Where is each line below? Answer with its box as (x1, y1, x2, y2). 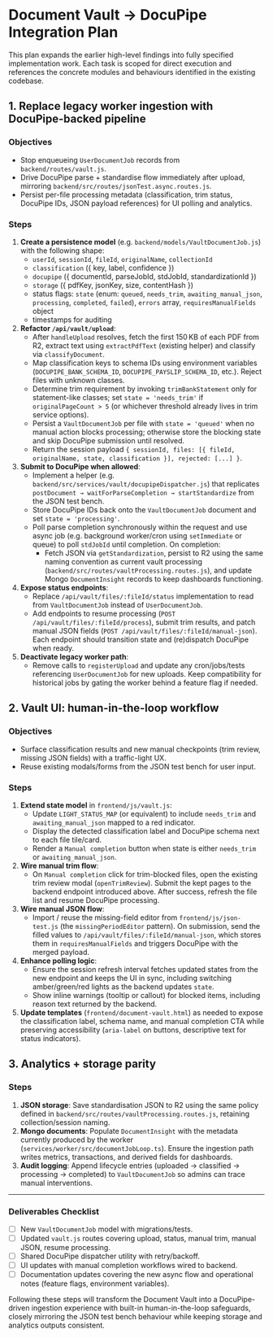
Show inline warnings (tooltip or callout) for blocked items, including (32, 990, 261, 1000)
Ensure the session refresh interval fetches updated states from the (32, 964, 258, 974)
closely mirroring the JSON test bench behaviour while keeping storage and (8, 1312, 262, 1322)
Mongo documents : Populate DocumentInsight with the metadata (19, 1126, 238, 1135)
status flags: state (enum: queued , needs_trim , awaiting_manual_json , (32, 289, 262, 299)
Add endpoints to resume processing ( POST (32, 608, 176, 618)
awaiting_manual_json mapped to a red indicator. (32, 817, 196, 827)
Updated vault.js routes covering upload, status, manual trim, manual (19, 1233, 257, 1243)
